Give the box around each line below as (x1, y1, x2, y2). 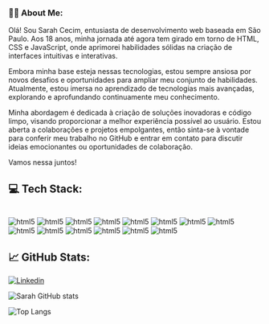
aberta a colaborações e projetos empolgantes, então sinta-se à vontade (8, 125, 250, 135)
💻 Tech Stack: (8, 182, 83, 195)
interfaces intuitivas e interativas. (8, 51, 118, 61)
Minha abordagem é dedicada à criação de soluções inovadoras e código (8, 108, 251, 117)
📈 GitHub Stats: (8, 250, 91, 264)
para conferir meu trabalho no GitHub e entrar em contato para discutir (8, 133, 243, 143)
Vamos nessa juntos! (8, 158, 78, 167)
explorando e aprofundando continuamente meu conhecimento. (8, 92, 220, 102)
